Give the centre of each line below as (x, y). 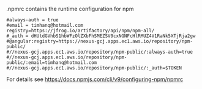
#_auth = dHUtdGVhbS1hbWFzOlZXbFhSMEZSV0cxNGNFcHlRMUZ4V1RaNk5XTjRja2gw (101, 36)
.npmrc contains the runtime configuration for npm (70, 9)
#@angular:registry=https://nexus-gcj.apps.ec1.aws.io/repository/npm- (99, 41)
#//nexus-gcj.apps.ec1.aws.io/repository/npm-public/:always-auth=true (99, 52)
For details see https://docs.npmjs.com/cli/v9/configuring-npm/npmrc (95, 79)
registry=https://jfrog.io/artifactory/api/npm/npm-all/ (80, 30)
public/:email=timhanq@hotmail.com (52, 63)
